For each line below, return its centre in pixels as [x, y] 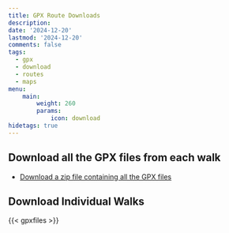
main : [32, 96]
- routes [30, 74]
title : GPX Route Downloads [54, 15]
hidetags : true [33, 126]
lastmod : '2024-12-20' [45, 38]
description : [30, 23]
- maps [26, 81]
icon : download [75, 118]
